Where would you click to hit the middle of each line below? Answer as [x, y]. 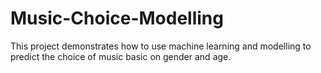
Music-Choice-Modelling [117, 18]
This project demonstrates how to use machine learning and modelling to [161, 46]
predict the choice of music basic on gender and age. [121, 56]
